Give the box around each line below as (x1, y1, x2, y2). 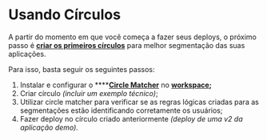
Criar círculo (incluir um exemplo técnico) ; (19, 88, 158, 98)
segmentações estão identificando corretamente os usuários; (19, 106, 223, 115)
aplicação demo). (19, 122, 78, 132)
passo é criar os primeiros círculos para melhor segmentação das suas (8, 40, 245, 50)
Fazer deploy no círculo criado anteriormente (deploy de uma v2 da (19, 114, 244, 123)
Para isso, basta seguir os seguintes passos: (8, 64, 155, 74)
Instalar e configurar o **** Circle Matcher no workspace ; (19, 80, 212, 90)
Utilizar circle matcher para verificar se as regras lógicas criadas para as (19, 97, 260, 106)
